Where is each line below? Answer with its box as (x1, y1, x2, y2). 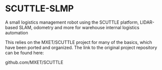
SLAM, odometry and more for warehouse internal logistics (19, 24, 140, 30)
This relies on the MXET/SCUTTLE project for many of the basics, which (5, 39, 153, 45)
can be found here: (5, 50, 44, 56)
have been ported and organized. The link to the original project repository (5, 44, 158, 50)
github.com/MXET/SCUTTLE (5, 59, 63, 65)
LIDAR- (140, 19, 155, 25)
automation (5, 30, 28, 35)
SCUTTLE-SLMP (5, 3, 74, 14)
